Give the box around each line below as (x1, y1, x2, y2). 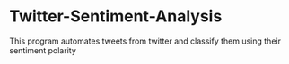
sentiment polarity (9, 44, 76, 55)
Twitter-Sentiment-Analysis (9, 6, 223, 27)
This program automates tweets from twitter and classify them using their (9, 36, 281, 46)
